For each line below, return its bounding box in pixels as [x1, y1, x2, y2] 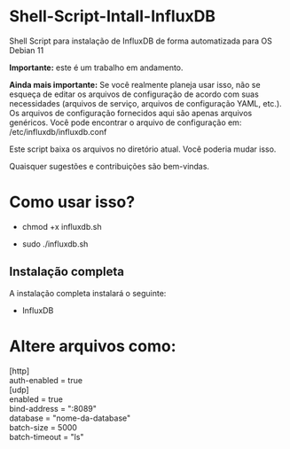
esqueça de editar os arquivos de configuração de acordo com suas [9, 89, 259, 99]
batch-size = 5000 [9, 421, 78, 432]
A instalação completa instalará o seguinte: [9, 288, 167, 298]
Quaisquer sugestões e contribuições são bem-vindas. [9, 161, 210, 171]
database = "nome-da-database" [9, 413, 131, 423]
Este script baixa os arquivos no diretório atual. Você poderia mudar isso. [9, 144, 277, 154]
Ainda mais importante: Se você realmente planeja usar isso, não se [9, 79, 261, 90]
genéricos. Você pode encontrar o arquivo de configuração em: [9, 117, 242, 128]
